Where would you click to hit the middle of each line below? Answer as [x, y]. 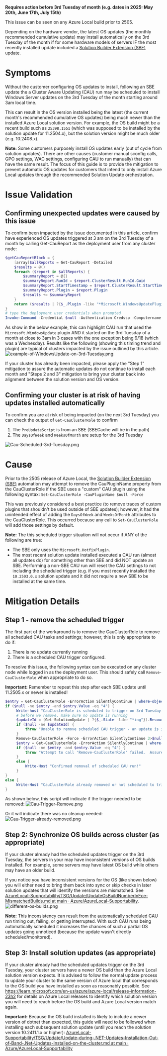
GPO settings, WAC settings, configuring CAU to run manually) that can [78, 159]
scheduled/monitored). [29, 937]
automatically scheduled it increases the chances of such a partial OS [77, 927]
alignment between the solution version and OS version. [63, 380]
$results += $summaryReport [52, 295]
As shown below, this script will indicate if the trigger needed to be [73, 799]
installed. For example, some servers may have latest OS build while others [82, 865]
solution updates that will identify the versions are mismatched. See [75, 890]
